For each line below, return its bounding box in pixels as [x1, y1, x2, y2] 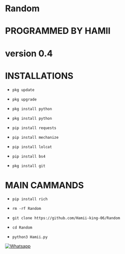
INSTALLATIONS [5, 70, 74, 81]
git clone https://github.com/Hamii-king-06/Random [12, 216, 120, 221]
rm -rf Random [12, 206, 41, 211]
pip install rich [12, 197, 48, 202]
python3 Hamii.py [12, 235, 48, 240]
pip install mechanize [12, 135, 59, 140]
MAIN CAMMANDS [5, 179, 84, 191]
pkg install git [12, 163, 46, 168]
